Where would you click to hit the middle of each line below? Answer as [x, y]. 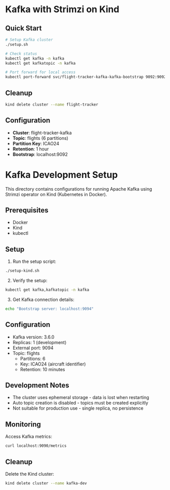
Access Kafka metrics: [29, 437]
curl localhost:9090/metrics [36, 446]
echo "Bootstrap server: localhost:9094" [50, 309]
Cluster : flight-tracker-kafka [42, 133]
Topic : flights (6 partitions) [40, 138]
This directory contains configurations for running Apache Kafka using [79, 189]
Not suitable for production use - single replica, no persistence [78, 408]
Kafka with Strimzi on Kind [62, 9]
